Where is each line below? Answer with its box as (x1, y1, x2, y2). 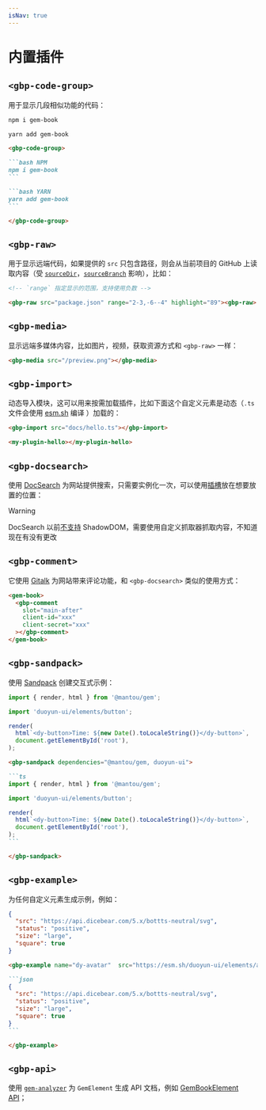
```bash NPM (8, 159, 47, 167)
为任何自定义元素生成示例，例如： (8, 894, 120, 903)
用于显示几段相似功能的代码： (8, 100, 105, 109)
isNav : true (8, 11, 47, 20)
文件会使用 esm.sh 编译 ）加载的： (8, 409, 121, 418)
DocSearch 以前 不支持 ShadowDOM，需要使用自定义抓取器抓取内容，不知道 (8, 523, 258, 531)
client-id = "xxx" (22, 614, 77, 622)
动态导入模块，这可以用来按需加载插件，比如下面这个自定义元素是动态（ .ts (8, 398, 255, 408)
